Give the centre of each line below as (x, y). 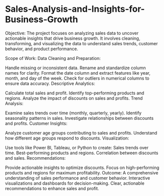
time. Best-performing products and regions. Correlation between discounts (82, 153)
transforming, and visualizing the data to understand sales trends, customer (82, 43)
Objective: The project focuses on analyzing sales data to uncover (72, 33)
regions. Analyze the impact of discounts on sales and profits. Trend (74, 98)
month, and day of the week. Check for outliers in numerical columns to (77, 78)
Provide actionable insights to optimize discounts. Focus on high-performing (82, 168)
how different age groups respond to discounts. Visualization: (67, 138)
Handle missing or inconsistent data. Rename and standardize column (75, 68)
